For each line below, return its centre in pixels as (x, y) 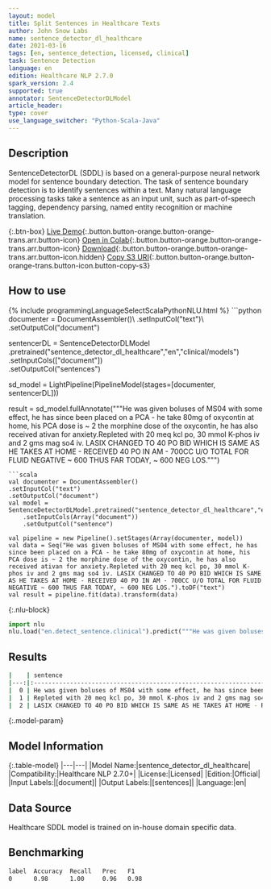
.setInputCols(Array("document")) (81, 517)
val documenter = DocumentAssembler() (73, 482)
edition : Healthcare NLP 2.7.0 (61, 76)
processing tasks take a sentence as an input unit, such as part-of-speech (132, 198)
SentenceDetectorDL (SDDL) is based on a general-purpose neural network (134, 172)
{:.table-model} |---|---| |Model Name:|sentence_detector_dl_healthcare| (130, 766)
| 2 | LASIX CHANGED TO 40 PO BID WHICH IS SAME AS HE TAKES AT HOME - (133, 705)
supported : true (35, 91)
